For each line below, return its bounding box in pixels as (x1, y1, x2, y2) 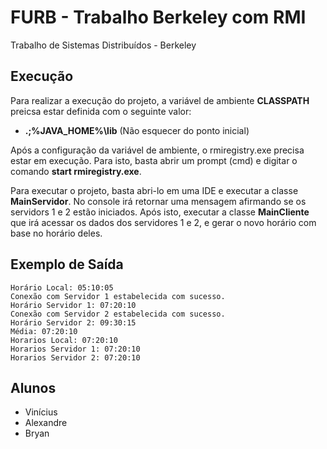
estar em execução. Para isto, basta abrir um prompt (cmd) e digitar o (10, 154, 298, 166)
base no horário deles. (10, 227, 103, 239)
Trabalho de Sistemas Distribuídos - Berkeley (10, 39, 197, 51)
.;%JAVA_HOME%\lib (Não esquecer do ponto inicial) (24, 124, 250, 136)
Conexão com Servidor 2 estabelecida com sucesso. (10, 309, 226, 319)
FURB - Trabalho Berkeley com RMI (10, 6, 307, 29)
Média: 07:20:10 (10, 326, 78, 336)
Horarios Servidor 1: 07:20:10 (10, 344, 141, 354)
